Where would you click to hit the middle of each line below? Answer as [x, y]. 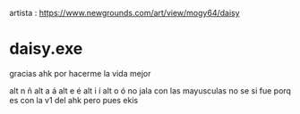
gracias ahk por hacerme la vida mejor [80, 73]
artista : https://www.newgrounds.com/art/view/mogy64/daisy [124, 13]
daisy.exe [46, 49]
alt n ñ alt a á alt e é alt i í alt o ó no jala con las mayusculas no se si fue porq [150, 90]
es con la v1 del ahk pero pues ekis [74, 100]
